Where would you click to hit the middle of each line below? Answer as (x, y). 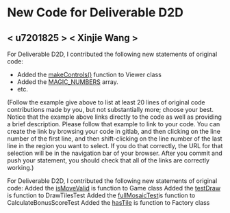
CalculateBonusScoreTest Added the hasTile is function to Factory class (108, 202)
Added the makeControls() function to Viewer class (89, 74)
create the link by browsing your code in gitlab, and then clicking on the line (114, 131)
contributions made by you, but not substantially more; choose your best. (111, 110)
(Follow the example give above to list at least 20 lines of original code (106, 102)
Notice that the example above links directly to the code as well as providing (115, 117)
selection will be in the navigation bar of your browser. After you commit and (115, 153)
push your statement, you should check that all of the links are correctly (108, 160)
